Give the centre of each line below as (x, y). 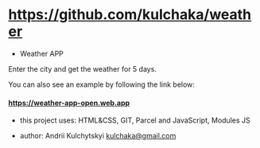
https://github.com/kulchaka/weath (130, 15)
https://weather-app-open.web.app (69, 103)
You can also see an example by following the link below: (101, 84)
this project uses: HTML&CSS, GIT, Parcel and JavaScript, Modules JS (135, 120)
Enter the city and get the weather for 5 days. (83, 68)
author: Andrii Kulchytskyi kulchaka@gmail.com (98, 136)
